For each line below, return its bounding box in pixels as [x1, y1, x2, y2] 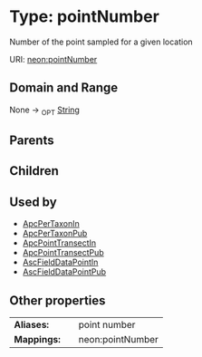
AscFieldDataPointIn [22, 256, 99, 268]
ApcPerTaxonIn [22, 218, 80, 229]
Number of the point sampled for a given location [9, 36, 193, 47]
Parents [9, 132, 54, 148]
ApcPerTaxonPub [22, 228, 88, 239]
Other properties [9, 293, 106, 308]
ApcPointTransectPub [22, 247, 104, 258]
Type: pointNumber [9, 6, 160, 27]
